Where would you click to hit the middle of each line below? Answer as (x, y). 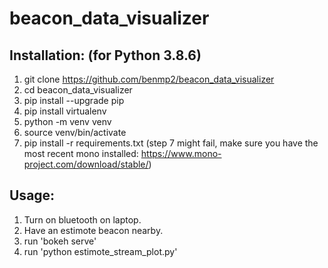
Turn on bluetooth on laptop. (82, 219)
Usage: (32, 195)
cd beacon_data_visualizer (78, 90)
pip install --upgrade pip (74, 100)
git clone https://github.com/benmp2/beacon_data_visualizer (149, 79)
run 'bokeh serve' (60, 241)
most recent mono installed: (81, 153)
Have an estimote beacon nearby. (93, 230)
